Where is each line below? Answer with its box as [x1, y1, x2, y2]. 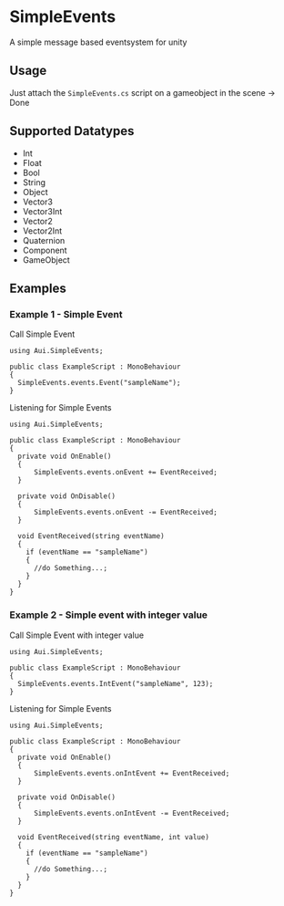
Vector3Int [22, 205, 63, 216]
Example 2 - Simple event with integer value [9, 609, 208, 621]
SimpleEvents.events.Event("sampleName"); [17, 379, 181, 388]
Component [22, 245, 67, 255]
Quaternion [22, 234, 66, 245]
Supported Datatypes [9, 123, 135, 139]
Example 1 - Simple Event [9, 307, 123, 320]
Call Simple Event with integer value [9, 630, 144, 640]
